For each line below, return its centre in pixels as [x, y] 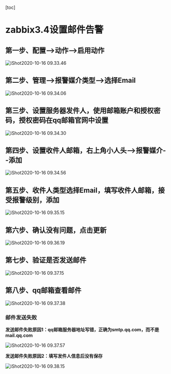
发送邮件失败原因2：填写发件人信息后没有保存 [54, 356]
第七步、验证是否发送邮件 [46, 260]
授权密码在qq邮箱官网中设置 [64, 120]
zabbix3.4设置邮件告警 [54, 30]
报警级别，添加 [36, 200]
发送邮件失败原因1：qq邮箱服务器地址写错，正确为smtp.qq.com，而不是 [82, 329]
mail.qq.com [19, 335]
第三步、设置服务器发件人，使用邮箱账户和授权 [80, 111]
